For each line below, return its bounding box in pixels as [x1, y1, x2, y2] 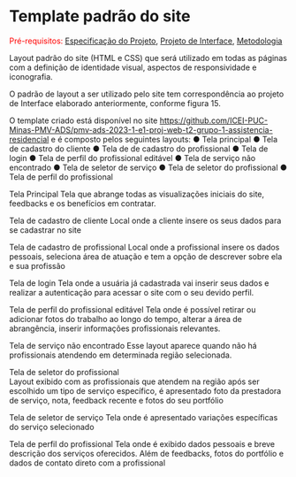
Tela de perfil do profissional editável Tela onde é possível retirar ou [9, 304, 256, 315]
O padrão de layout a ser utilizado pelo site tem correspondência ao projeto [9, 88, 285, 99]
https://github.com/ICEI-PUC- [159, 115, 269, 126]
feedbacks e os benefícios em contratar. [9, 197, 156, 209]
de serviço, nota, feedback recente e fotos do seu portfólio [9, 395, 224, 405]
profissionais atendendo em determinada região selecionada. [9, 350, 232, 360]
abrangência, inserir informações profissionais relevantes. [9, 323, 221, 334]
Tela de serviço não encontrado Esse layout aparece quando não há [9, 340, 258, 350]
